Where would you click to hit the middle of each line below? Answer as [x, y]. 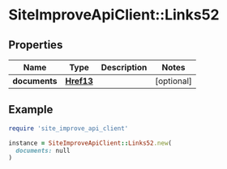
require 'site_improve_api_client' [69, 128]
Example [31, 110]
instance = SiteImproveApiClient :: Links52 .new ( [90, 143]
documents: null [43, 150]
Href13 [79, 81]
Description [124, 68]
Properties [36, 45]
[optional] [174, 81]
